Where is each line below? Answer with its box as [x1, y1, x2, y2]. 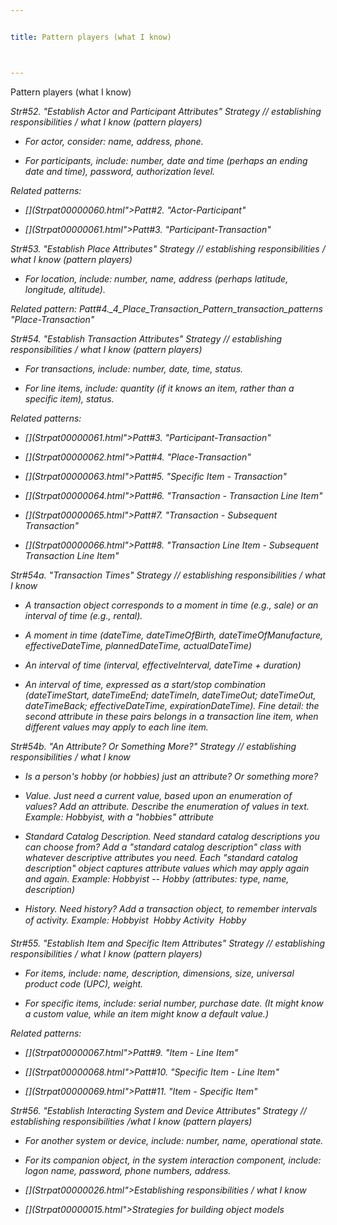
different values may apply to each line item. [24, 721, 209, 733]
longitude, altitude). [24, 283, 106, 295]
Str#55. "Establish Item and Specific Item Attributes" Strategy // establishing [10, 937, 326, 949]
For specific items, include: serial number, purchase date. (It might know [24, 997, 324, 1009]
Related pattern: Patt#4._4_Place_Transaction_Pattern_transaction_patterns [10, 302, 323, 315]
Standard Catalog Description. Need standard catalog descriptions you [24, 830, 320, 842]
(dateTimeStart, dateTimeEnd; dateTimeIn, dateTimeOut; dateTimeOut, [24, 689, 317, 701]
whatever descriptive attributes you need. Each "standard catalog [24, 851, 298, 863]
